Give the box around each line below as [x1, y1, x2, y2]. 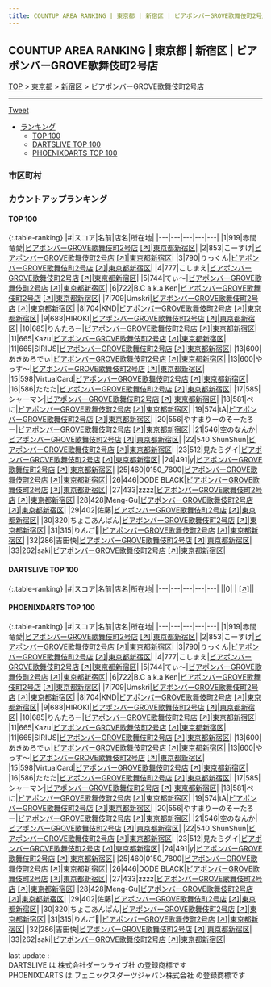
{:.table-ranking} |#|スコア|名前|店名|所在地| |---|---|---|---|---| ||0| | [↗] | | [8, 583, 255, 593]
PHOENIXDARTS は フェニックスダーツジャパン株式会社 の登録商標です [8, 970, 246, 980]
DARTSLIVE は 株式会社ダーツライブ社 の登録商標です [8, 960, 187, 969]
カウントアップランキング [8, 194, 107, 205]
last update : [8, 950, 50, 960]
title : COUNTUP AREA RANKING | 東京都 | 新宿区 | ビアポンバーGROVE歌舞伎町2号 [8, 11, 262, 20]
